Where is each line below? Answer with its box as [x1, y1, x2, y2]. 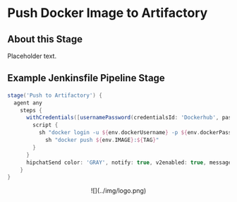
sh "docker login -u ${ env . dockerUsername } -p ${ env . [38, 129, 200, 136]
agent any [13, 99, 42, 107]
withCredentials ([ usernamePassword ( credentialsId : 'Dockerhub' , [25, 114, 219, 121]
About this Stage [7, 33, 83, 45]
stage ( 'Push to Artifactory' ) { [7, 92, 102, 99]
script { [32, 121, 59, 129]
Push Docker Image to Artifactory [7, 5, 208, 21]
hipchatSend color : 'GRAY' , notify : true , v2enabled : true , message [25, 159, 232, 166]
